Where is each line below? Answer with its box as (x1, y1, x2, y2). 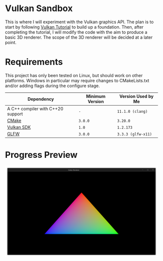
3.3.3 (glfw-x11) (117, 132, 152, 137)
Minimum (86, 93, 106, 99)
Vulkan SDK (7, 124, 31, 130)
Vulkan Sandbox (5, 3, 73, 14)
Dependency (27, 96, 54, 102)
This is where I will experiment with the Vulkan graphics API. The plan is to (5, 19, 154, 25)
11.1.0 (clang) (117, 109, 148, 114)
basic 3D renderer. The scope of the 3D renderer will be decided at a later (5, 34, 153, 40)
